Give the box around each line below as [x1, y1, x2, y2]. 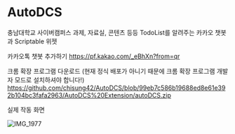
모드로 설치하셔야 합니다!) [14, 75, 85, 84]
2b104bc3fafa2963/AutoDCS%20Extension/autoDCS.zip [7, 91, 172, 99]
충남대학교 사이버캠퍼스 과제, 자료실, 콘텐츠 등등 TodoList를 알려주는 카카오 [7, 28, 214, 36]
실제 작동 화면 [7, 105, 46, 114]
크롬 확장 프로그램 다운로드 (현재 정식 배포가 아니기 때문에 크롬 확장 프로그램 [7, 67, 215, 75]
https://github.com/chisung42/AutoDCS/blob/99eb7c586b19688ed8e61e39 [7, 83, 226, 92]
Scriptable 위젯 [14, 36, 58, 46]
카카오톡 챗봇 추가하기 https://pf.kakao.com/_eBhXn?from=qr [7, 52, 180, 60]
